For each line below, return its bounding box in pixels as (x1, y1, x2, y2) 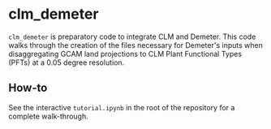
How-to (8, 81, 48, 95)
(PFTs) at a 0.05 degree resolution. (8, 58, 125, 67)
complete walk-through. (8, 111, 88, 121)
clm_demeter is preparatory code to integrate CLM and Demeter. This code (8, 32, 256, 41)
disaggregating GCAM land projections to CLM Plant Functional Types (8, 49, 242, 58)
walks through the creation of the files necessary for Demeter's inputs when (8, 40, 264, 49)
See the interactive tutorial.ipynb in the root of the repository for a (8, 102, 235, 112)
